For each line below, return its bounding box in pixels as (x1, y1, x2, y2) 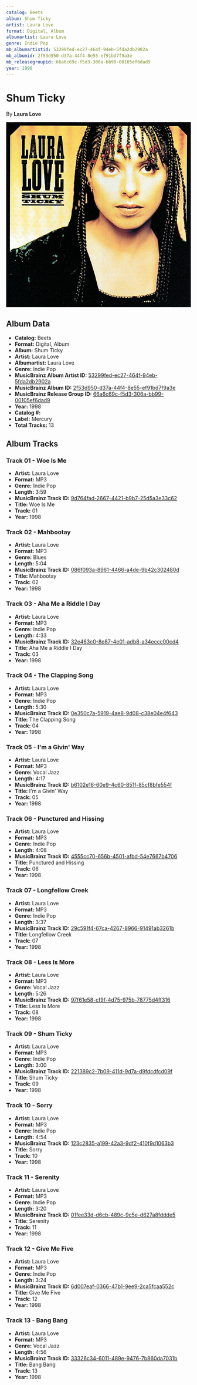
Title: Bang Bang (14, 1361, 56, 1368)
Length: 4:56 (14, 1348, 47, 1356)
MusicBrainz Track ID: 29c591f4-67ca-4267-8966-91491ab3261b (14, 925, 175, 932)
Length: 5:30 (14, 703, 47, 710)
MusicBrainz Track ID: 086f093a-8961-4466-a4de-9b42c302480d (14, 567, 180, 574)
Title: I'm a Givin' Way (14, 787, 69, 795)
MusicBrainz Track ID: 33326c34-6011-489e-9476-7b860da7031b (14, 1354, 178, 1362)
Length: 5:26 (14, 990, 47, 998)
